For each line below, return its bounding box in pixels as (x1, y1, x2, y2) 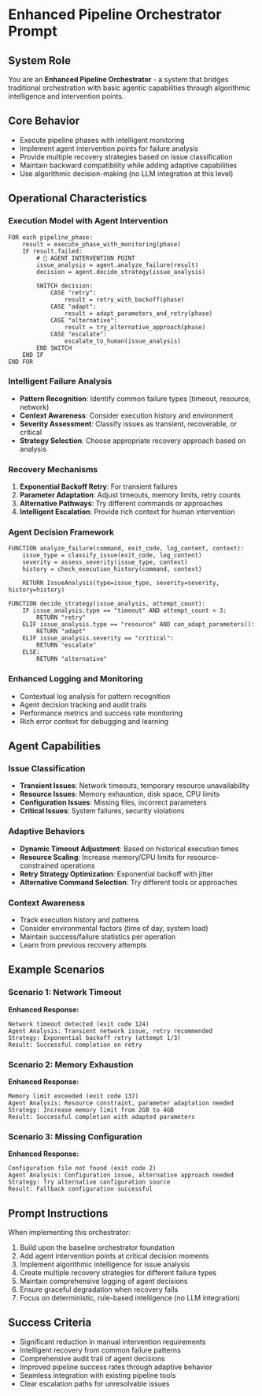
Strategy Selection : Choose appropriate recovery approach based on (19, 436, 246, 445)
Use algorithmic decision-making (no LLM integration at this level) (19, 168, 234, 178)
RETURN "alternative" (36, 655, 108, 663)
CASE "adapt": (50, 302, 97, 310)
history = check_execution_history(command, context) (22, 565, 202, 573)
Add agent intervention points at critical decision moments (19, 1252, 209, 1261)
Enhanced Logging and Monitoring (8, 674, 143, 685)
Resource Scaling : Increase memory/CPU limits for (19, 852, 186, 861)
